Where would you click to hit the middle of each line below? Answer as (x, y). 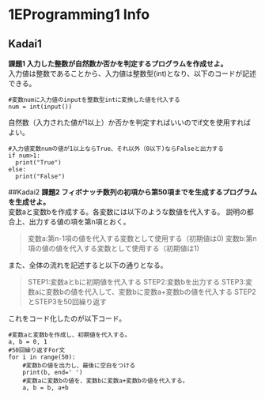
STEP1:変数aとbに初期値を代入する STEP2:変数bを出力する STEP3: (136, 282)
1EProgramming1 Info (79, 15)
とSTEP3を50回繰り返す (67, 301)
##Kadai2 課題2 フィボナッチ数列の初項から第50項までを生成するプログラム (132, 192)
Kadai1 (25, 44)
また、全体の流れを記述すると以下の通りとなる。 (88, 265)
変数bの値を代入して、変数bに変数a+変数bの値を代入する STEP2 (151, 292)
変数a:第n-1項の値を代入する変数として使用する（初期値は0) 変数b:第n (142, 238)
